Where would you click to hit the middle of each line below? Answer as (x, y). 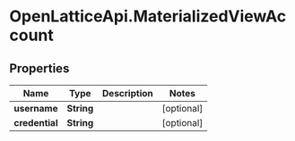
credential (36, 123)
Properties (39, 68)
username (36, 108)
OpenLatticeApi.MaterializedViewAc (148, 17)
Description (128, 93)
